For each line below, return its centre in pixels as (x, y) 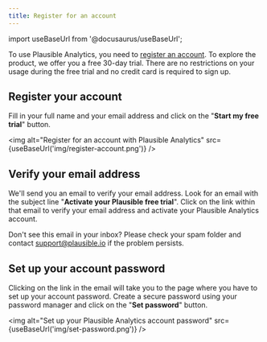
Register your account (65, 97)
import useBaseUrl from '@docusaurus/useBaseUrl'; (95, 39)
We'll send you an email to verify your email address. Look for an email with (133, 193)
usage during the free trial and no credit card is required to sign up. (120, 71)
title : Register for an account (62, 16)
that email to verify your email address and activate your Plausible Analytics (134, 211)
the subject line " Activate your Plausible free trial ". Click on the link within (132, 202)
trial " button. (29, 125)
